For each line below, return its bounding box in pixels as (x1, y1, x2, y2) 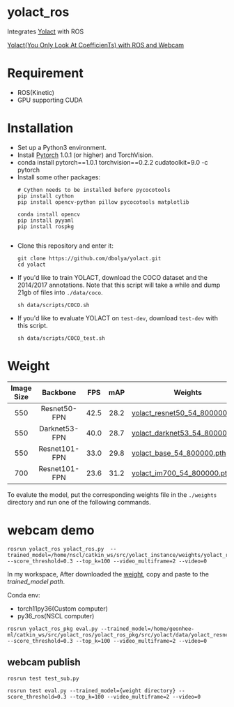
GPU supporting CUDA (17, 96, 83, 104)
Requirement (7, 66, 84, 81)
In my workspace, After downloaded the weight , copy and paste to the (7, 570, 209, 578)
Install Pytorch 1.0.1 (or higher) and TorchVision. (17, 151, 154, 159)
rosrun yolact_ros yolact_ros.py (7, 545, 104, 552)
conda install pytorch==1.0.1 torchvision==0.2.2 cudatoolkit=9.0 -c (17, 158, 208, 166)
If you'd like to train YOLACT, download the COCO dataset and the (17, 273, 208, 281)
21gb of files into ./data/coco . (17, 288, 103, 297)
